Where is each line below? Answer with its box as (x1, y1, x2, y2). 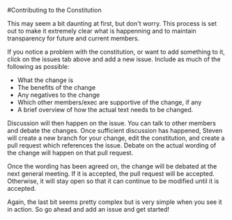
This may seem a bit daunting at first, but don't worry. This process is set (7, 19, 217, 27)
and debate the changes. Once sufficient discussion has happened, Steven (7, 127, 223, 134)
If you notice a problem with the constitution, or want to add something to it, (7, 48, 225, 56)
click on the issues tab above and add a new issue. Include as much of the (7, 55, 221, 63)
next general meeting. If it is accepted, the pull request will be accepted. (7, 170, 215, 178)
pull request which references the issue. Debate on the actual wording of (7, 141, 217, 149)
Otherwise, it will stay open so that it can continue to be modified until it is (7, 177, 219, 185)
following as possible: (7, 63, 70, 70)
